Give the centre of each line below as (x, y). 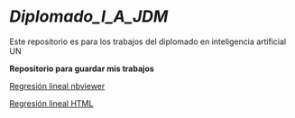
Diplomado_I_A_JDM (89, 17)
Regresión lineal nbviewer (57, 86)
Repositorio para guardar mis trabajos (82, 68)
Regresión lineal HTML (51, 103)
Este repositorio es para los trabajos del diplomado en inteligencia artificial (148, 41)
